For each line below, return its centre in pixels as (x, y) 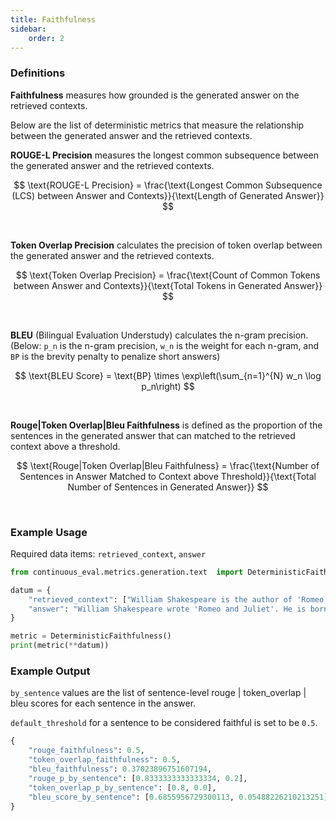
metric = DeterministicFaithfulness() (91, 636)
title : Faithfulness (53, 19)
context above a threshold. (65, 446)
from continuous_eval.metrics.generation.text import (127, 572)
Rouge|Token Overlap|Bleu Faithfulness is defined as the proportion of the (166, 425)
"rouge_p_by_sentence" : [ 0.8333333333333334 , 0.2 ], (138, 778)
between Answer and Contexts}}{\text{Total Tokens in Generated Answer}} (168, 285)
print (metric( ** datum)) (60, 646)
